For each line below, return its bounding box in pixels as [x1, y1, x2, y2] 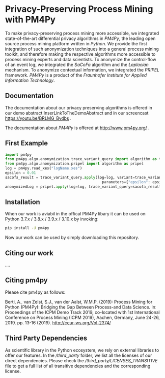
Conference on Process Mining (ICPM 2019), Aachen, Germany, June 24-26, [5, 314, 160, 320]
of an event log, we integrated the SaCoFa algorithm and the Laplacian [5, 62, 149, 68]
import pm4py [5, 152, 32, 157]
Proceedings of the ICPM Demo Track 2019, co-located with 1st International [5, 309, 160, 315]
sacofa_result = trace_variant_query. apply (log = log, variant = [5, 175, 135, 180]
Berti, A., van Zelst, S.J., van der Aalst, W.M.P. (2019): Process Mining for [5, 299, 153, 305]
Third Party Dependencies [5, 334, 87, 343]
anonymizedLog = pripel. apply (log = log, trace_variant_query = [5, 184, 133, 189]
